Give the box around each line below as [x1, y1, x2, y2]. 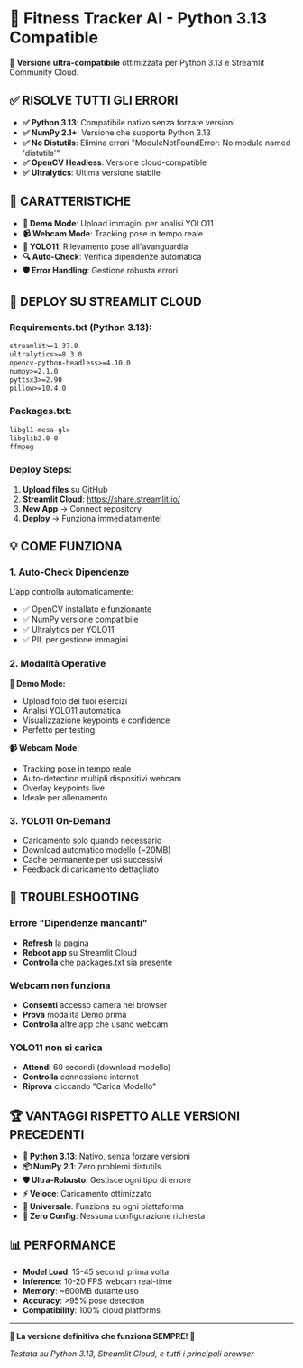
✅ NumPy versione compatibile [22, 614, 139, 625]
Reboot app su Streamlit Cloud [22, 947, 138, 957]
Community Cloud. [9, 67, 79, 78]
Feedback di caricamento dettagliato [22, 864, 160, 874]
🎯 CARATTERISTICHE [9, 194, 131, 209]
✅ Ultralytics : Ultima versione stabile [22, 167, 161, 178]
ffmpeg [9, 442, 34, 451]
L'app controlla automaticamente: [9, 587, 133, 597]
